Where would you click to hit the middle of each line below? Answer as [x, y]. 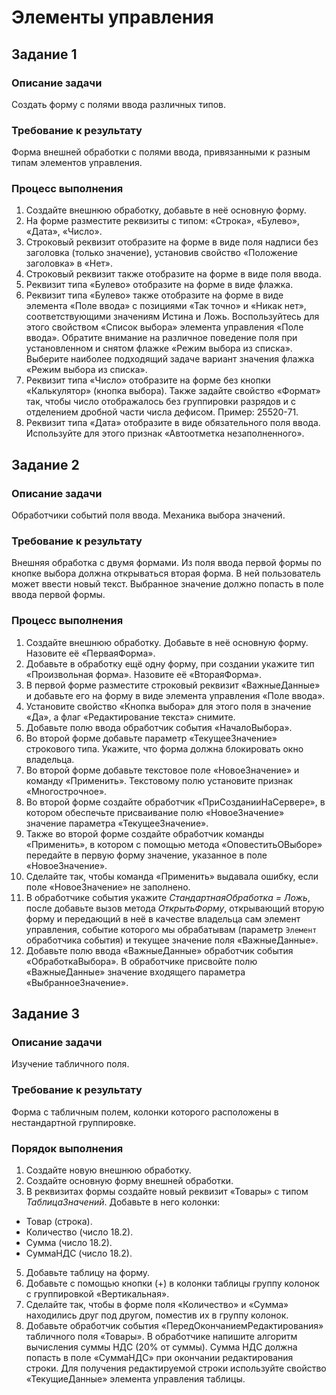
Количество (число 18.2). [79, 1232]
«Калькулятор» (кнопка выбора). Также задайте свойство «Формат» [173, 391]
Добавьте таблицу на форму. [88, 1273]
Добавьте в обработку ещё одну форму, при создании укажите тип [170, 663]
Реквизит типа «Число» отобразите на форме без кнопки [148, 380]
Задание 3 [45, 1014]
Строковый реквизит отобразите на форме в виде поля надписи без [172, 242]
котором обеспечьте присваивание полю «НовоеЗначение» [155, 812]
